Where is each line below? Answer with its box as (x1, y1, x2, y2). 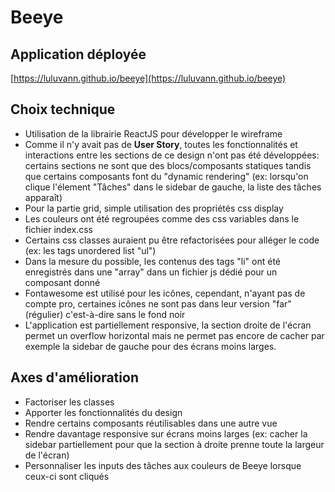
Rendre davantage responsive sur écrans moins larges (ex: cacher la (24, 427, 308, 440)
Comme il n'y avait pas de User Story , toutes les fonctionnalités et (24, 138, 298, 150)
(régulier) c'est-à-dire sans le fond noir (24, 308, 186, 320)
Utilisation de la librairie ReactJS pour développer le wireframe (24, 127, 283, 140)
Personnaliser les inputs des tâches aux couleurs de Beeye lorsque (24, 459, 302, 471)
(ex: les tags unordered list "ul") (24, 244, 157, 256)
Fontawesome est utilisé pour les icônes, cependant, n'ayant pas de (24, 287, 306, 299)
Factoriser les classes (24, 396, 115, 408)
